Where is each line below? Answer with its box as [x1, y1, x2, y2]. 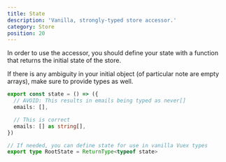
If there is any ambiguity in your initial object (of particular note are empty [7, 70, 219, 78]
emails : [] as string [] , [13, 123, 86, 130]
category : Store [7, 23, 55, 30]
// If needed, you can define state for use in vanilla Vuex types [7, 142, 209, 149]
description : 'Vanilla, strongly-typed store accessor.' [7, 17, 177, 24]
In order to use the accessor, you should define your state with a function [7, 49, 219, 57]
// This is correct [13, 116, 71, 123]
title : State [7, 10, 45, 17]
